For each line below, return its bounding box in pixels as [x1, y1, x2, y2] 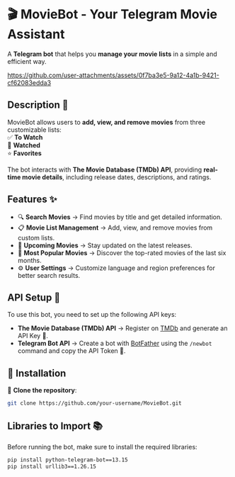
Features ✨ [7, 193, 57, 206]
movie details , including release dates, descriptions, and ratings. [22, 172, 212, 181]
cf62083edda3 [7, 78, 52, 86]
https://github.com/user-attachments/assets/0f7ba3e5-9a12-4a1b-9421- [7, 71, 219, 79]
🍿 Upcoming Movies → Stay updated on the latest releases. [17, 241, 193, 249]
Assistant [7, 26, 65, 43]
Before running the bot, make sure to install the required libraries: [7, 442, 197, 451]
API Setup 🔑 [7, 291, 61, 303]
